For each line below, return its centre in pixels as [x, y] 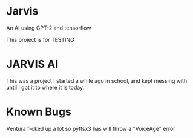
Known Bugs [39, 112]
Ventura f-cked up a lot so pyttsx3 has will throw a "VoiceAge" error [91, 128]
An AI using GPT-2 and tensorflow [49, 28]
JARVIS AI [32, 64]
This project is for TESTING [40, 39]
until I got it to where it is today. [45, 87]
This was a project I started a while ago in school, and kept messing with [97, 80]
